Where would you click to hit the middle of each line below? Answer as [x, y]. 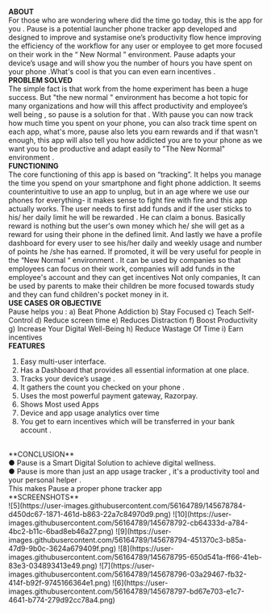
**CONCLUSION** [42, 454]
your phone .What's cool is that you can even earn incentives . [112, 71]
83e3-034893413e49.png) [53, 565]
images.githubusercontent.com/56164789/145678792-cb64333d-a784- [128, 523]
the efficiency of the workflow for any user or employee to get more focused [135, 46]
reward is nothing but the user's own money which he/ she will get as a [127, 226]
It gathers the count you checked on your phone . [102, 387]
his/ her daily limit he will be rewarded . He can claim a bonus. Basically [127, 217]
